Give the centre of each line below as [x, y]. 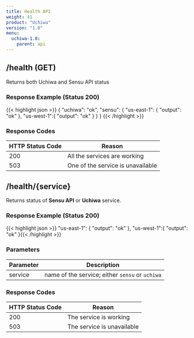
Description [103, 265]
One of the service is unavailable [112, 165]
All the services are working [106, 156]
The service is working [99, 317]
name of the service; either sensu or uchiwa [103, 274]
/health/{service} [39, 186]
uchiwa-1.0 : [26, 39]
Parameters [23, 250]
